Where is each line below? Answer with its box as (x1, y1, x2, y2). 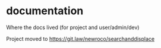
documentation (6, 4, 84, 18)
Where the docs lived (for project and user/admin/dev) (6, 24, 140, 31)
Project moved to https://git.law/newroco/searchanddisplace (6, 35, 155, 42)
